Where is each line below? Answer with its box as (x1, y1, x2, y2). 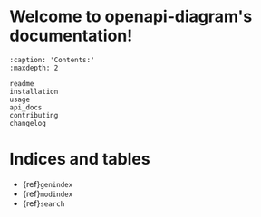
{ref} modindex (22, 188, 73, 199)
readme (9, 79, 34, 88)
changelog (9, 118, 47, 127)
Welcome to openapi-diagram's (9, 6, 253, 27)
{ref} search (22, 197, 65, 209)
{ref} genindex (22, 178, 73, 189)
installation (9, 87, 59, 96)
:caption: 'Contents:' (9, 55, 95, 64)
